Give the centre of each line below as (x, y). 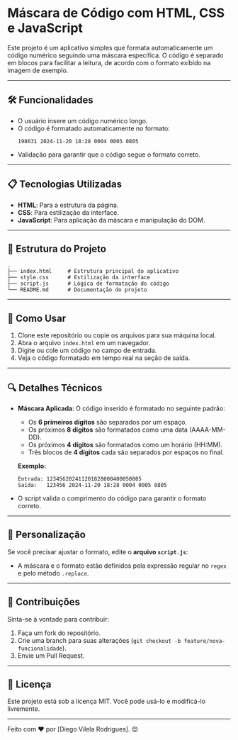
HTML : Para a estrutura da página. (68, 205)
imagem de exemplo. (38, 70)
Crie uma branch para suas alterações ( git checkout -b (99, 640)
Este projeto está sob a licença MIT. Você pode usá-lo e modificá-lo (107, 701)
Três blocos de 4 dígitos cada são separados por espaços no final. (126, 452)
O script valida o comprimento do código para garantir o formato (112, 498)
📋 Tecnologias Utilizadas (65, 185)
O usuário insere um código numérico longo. (83, 120)
